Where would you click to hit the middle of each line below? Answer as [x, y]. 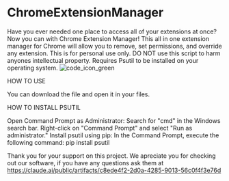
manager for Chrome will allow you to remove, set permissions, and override [114, 46]
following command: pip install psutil [58, 142]
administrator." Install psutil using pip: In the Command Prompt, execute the [113, 135]
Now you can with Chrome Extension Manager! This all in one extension [108, 38]
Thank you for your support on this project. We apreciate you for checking [112, 156]
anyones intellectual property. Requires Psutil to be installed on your [103, 60]
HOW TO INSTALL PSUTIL [44, 107]
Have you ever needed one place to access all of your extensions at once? [112, 31]
